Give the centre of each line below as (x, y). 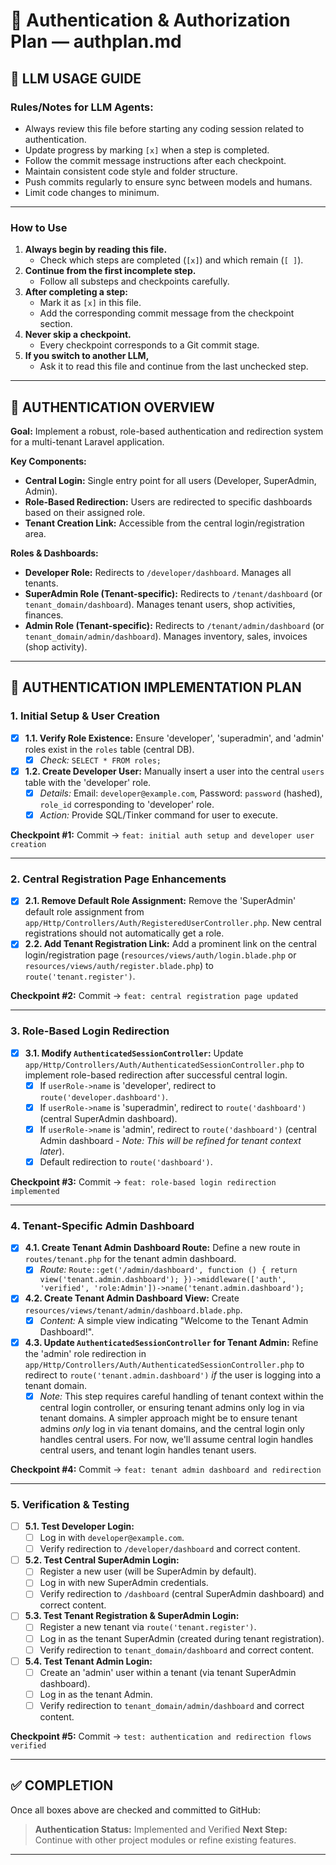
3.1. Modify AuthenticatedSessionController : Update (134, 1053)
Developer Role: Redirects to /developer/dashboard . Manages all (158, 572)
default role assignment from (84, 912)
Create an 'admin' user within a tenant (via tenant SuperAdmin (168, 1672)
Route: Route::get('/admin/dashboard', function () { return (168, 1270)
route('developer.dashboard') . (104, 1096)
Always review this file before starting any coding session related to (164, 128)
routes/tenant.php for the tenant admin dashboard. (130, 1259)
